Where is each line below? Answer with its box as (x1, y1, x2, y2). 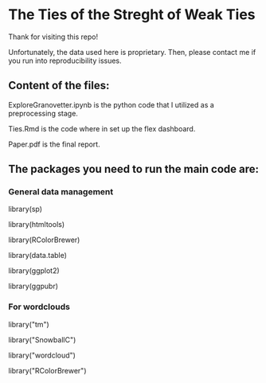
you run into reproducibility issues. (8, 56, 122, 65)
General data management (8, 186, 114, 197)
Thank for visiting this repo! (8, 32, 99, 41)
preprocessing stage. (8, 108, 78, 118)
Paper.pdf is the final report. (8, 139, 101, 149)
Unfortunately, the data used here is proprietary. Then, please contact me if (8, 47, 256, 57)
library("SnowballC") (8, 334, 76, 344)
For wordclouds (8, 301, 70, 312)
